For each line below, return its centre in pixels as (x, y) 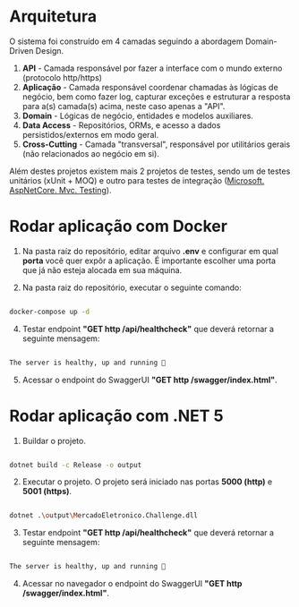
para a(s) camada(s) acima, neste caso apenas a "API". (124, 106)
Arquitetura (53, 17)
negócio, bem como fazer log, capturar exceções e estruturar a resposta (156, 97)
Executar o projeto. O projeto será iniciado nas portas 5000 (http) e (147, 482)
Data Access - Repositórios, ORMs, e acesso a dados (121, 125)
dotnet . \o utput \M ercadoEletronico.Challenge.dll (104, 516)
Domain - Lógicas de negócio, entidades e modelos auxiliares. (137, 115)
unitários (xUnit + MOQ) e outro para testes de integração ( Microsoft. (137, 180)
